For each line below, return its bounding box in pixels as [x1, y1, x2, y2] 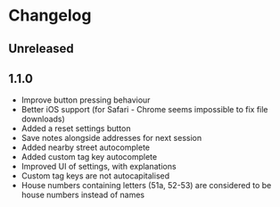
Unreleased [8, 41, 75, 56]
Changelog [8, 5, 92, 26]
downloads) [21, 113, 66, 125]
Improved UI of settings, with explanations [21, 161, 177, 172]
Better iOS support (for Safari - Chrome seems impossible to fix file [21, 104, 268, 115]
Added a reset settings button [21, 123, 131, 134]
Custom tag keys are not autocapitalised [21, 170, 170, 181]
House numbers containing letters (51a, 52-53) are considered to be [21, 180, 272, 191]
